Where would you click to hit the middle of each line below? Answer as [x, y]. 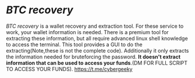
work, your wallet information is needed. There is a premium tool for [87, 32]
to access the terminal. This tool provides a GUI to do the [74, 44]
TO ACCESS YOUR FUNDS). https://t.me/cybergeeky [69, 69]
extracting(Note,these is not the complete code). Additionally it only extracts [97, 50]
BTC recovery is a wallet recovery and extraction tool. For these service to [95, 26]
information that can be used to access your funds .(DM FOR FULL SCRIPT [97, 63]
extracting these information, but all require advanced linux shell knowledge [97, 38]
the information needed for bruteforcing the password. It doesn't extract [93, 57]
